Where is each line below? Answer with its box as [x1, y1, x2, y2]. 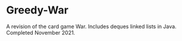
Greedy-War [6, 4, 69, 17]
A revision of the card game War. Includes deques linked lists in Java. [6, 23, 177, 30]
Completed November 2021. [6, 29, 76, 36]
